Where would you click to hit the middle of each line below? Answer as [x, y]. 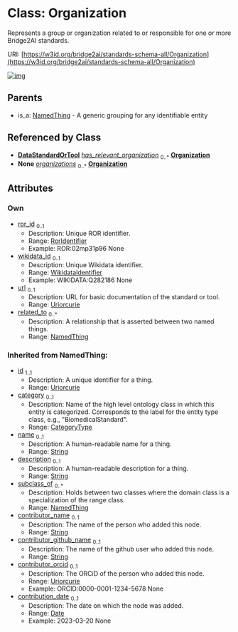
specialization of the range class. [77, 500]
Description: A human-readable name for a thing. [100, 444]
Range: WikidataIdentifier [65, 273]
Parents [25, 98]
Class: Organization [67, 13]
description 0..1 [39, 460]
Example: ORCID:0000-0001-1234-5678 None [96, 589]
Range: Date [46, 613]
